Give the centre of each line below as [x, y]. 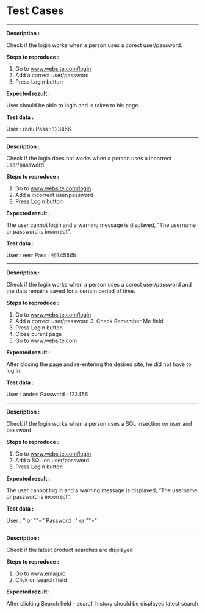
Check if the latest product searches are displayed [70, 550]
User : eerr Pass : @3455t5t [41, 255]
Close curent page [38, 334]
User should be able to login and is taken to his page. [73, 105]
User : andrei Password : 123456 [47, 394]
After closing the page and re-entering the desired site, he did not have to [99, 364]
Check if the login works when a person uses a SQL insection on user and [99, 423]
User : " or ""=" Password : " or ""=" [52, 520]
